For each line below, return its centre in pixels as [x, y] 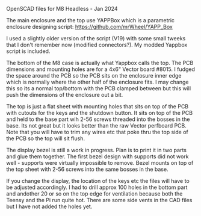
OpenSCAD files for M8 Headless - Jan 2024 [62, 9]
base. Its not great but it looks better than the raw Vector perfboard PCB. [96, 125]
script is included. [28, 51]
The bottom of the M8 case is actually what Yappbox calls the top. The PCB [100, 63]
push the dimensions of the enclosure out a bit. [65, 95]
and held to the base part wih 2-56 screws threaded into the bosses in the [98, 119]
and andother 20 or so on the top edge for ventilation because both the [94, 194]
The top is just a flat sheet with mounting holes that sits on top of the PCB [97, 106]
